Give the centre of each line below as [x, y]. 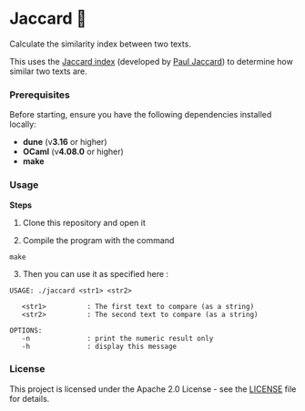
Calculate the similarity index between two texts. [100, 44]
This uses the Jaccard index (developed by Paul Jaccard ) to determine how [151, 61]
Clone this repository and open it [84, 222]
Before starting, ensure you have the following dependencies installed [141, 115]
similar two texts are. [49, 71]
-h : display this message [99, 346]
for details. [30, 398]
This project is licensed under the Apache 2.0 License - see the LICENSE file [153, 389]
